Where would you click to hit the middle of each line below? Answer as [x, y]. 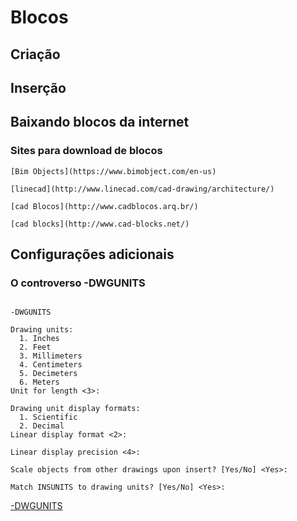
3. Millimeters [51, 356]
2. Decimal [42, 426]
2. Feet [35, 347]
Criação [35, 54]
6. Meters [39, 382]
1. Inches [39, 339]
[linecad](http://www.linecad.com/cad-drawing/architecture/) [142, 189]
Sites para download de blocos [86, 151]
